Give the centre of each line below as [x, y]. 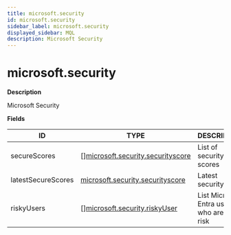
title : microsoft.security [46, 13]
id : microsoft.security [41, 20]
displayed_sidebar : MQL [41, 33]
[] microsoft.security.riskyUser [129, 208]
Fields [16, 119]
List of [208, 147]
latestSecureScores [42, 180]
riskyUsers [28, 208]
